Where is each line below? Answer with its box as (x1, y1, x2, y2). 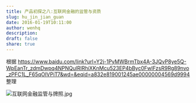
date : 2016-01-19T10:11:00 (6, 19, 72, 25)
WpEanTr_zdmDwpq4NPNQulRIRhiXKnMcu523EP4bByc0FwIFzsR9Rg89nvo (6, 64, 190, 71)
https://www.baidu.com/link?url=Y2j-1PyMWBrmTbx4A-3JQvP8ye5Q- (17, 58, 187, 65)
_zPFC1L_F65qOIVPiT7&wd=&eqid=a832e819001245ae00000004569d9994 (6, 71, 190, 78)
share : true (6, 42, 35, 47)
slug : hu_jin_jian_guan (6, 14, 64, 20)
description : (6, 30, 38, 36)
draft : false (6, 36, 38, 42)
